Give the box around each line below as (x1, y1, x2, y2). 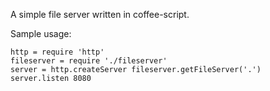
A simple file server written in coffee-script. (10, 9, 190, 20)
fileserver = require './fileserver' (10, 56, 168, 66)
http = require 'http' (10, 47, 105, 57)
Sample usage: (10, 28, 72, 39)
